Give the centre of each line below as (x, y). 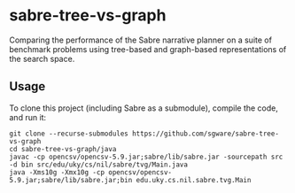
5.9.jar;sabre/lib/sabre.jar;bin (71, 180)
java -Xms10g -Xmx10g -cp (57, 172)
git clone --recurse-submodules (69, 134)
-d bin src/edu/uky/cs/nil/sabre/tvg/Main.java (99, 165)
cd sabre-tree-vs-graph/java (63, 149)
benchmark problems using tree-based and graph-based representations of (148, 49)
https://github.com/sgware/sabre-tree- (205, 134)
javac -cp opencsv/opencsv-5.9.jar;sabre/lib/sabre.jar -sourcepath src (146, 157)
